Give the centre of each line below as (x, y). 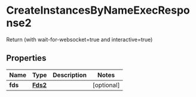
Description (70, 75)
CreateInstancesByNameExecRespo (98, 10)
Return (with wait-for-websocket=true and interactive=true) (79, 39)
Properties (26, 58)
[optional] (106, 85)
